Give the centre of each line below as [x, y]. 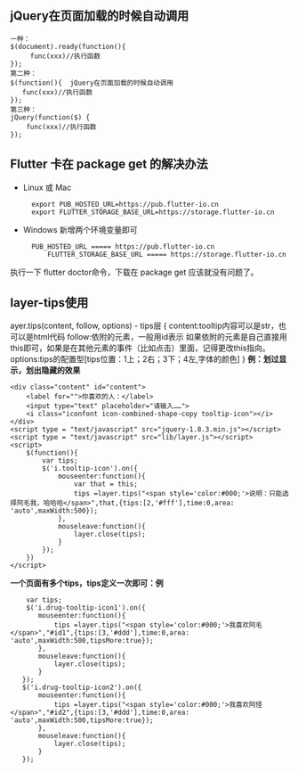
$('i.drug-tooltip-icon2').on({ [82, 688]
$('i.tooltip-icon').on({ [90, 469]
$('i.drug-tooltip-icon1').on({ [86, 608]
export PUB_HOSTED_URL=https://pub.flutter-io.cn [125, 204]
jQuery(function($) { [50, 117]
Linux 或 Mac [47, 187]
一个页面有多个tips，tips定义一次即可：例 [87, 583]
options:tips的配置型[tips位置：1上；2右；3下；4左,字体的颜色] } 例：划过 [145, 359]
